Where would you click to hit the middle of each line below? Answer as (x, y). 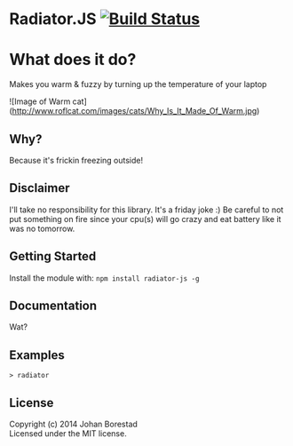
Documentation (53, 305)
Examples (37, 355)
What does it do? (73, 60)
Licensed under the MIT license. (68, 434)
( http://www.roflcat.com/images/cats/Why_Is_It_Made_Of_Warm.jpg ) (135, 111)
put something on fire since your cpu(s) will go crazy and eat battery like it (145, 219)
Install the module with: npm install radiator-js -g (104, 278)
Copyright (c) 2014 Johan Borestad (73, 424)
